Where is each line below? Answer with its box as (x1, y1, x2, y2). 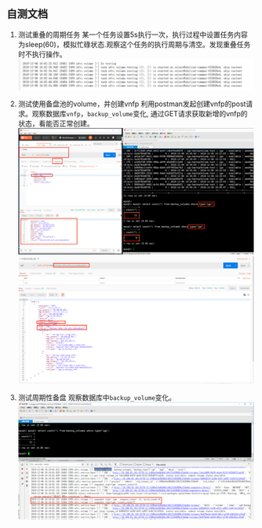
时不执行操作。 (17, 49, 67, 59)
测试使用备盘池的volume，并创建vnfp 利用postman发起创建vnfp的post (17, 99, 246, 108)
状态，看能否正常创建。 (17, 119, 94, 128)
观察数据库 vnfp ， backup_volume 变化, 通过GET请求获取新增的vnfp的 (31, 108, 248, 118)
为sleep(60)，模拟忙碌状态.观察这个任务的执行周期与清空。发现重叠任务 (17, 39, 251, 49)
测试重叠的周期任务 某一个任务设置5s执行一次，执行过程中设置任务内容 (17, 30, 248, 39)
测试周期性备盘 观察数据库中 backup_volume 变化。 (17, 392, 176, 402)
